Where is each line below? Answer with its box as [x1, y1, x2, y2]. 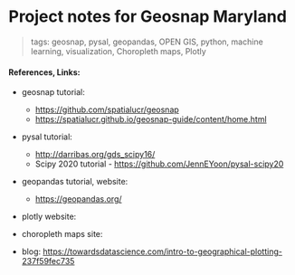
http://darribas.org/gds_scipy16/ [34, 149, 156, 160]
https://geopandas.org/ [34, 194, 123, 204]
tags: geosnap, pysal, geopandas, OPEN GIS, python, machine [30, 36, 263, 47]
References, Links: [8, 66, 81, 78]
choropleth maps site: [21, 229, 103, 240]
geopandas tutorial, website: [21, 176, 128, 187]
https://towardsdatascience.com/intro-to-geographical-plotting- [43, 246, 282, 257]
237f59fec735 [21, 256, 75, 267]
